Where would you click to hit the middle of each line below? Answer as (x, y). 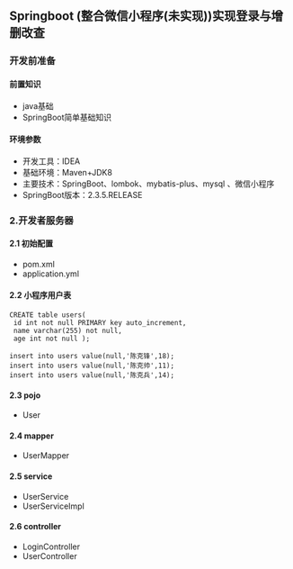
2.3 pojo (25, 395)
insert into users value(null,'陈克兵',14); (92, 375)
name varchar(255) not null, (68, 331)
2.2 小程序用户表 (40, 295)
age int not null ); (52, 339)
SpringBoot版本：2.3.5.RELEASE (82, 194)
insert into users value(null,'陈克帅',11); (92, 366)
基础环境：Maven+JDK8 (67, 172)
